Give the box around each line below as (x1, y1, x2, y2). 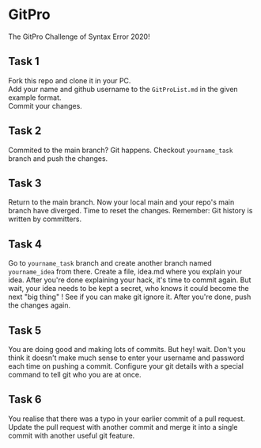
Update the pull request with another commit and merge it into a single (8, 422, 238, 431)
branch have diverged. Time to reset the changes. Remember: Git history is (8, 206, 253, 216)
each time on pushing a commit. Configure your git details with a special (8, 362, 244, 370)
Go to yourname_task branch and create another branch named (8, 258, 212, 268)
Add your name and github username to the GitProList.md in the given (8, 84, 239, 94)
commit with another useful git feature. (8, 431, 135, 440)
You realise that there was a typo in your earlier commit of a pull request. (8, 414, 245, 423)
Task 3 (8, 176, 42, 190)
